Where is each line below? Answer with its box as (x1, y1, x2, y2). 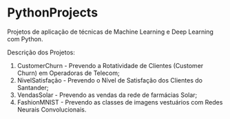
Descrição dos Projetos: (7, 48, 76, 56)
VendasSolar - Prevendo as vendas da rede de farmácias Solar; (17, 91, 198, 99)
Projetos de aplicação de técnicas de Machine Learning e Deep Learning (7, 28, 213, 36)
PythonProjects (7, 5, 98, 21)
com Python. (7, 34, 43, 43)
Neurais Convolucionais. (17, 105, 87, 113)
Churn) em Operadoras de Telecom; (17, 69, 120, 77)
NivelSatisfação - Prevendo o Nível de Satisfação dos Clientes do (17, 76, 203, 84)
